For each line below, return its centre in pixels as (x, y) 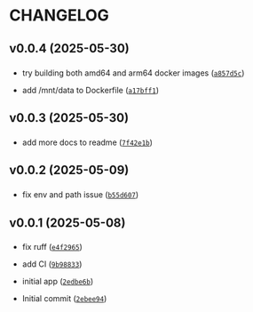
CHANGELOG (59, 16)
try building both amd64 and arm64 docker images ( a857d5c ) (133, 73)
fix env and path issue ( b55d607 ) (80, 195)
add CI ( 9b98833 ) (52, 264)
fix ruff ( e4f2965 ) (52, 247)
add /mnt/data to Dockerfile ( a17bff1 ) (91, 90)
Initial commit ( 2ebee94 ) (64, 299)
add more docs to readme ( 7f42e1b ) (87, 142)
